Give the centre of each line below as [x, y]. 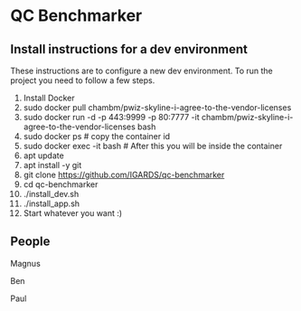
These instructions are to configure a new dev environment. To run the [142, 71]
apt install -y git [52, 165]
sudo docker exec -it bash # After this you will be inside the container [153, 146]
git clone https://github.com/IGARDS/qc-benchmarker [124, 174]
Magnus [26, 263]
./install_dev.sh [51, 194]
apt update [43, 155]
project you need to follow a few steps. [83, 80]
